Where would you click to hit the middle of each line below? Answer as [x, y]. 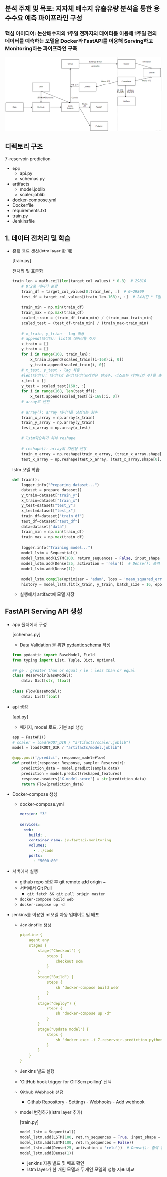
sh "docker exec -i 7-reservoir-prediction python [109, 1040]
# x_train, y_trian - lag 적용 [53, 334]
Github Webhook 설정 [42, 1092]
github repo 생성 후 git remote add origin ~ [63, 882]
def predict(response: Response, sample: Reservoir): [69, 763]
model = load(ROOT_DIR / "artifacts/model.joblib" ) [67, 748]
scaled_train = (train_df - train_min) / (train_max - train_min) [87, 318]
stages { [38, 945]
